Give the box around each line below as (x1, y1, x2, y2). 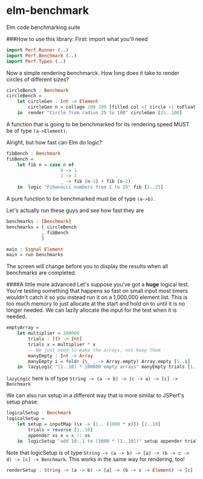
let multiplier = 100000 (17, 330, 80, 336)
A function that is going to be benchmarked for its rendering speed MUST (6, 120, 190, 127)
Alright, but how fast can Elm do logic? (6, 138, 103, 146)
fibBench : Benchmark (6, 150, 61, 156)
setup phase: (6, 398, 39, 405)
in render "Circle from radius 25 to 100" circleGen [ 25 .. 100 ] (17, 110, 182, 116)
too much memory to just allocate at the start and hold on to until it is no (6, 300, 185, 307)
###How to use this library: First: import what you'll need (6, 35, 148, 42)
